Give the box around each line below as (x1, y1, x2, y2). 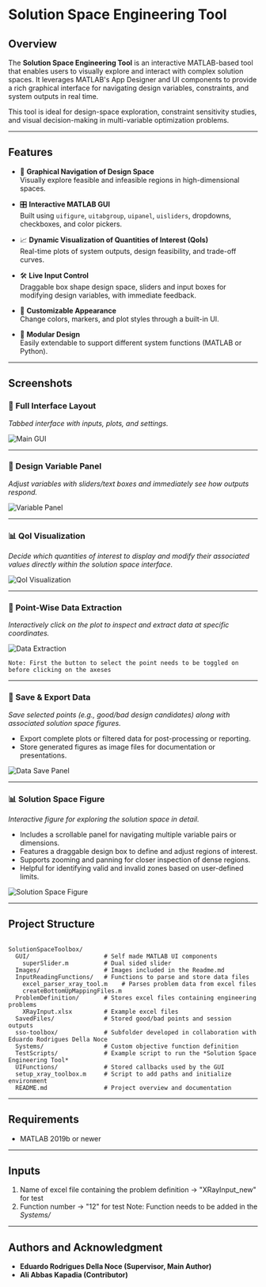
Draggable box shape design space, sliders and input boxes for (19, 282, 227, 291)
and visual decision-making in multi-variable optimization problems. (8, 116, 230, 124)
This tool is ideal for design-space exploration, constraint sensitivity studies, (8, 107, 257, 116)
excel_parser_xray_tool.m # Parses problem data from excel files (22, 980, 257, 988)
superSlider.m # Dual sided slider (22, 959, 172, 967)
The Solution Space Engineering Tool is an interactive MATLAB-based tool (8, 58, 253, 67)
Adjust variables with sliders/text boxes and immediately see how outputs (8, 479, 249, 488)
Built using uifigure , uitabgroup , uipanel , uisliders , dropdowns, (19, 211, 232, 220)
